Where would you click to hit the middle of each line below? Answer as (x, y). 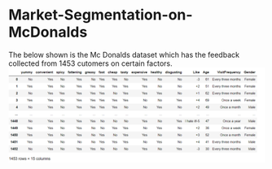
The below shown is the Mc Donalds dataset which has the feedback (124, 54)
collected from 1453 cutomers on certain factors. (90, 63)
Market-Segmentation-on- (101, 15)
